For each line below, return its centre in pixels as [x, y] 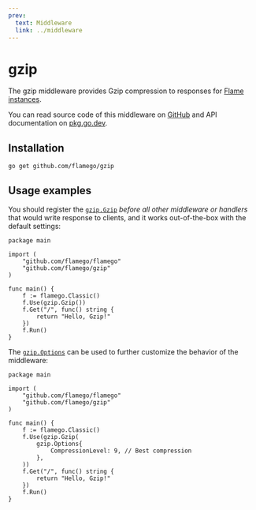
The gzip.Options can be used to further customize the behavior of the [123, 351]
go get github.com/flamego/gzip [61, 167]
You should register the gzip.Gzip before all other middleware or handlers [128, 209]
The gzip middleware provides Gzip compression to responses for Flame [126, 91]
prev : [17, 15]
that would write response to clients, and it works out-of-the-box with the [127, 217]
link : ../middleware [49, 30]
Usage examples [50, 190]
